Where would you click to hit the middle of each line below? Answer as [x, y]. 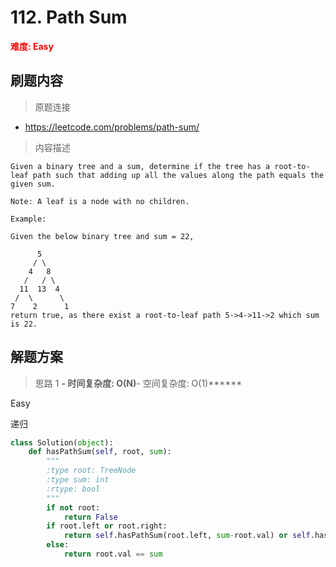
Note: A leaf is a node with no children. [100, 201]
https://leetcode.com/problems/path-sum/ [112, 127]
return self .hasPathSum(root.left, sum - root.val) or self [187, 536]
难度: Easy [32, 46]
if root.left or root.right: [107, 526]
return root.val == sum [113, 554]
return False [90, 517]
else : [58, 545]
